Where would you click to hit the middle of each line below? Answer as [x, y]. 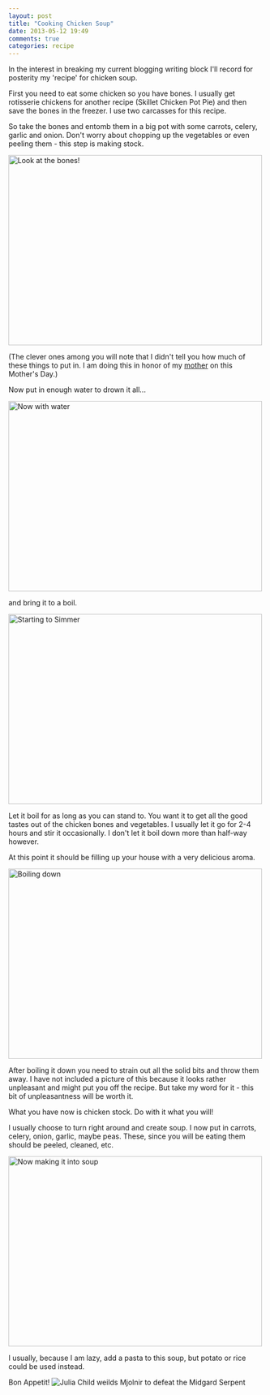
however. [24, 842]
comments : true [34, 39]
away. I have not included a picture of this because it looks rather [118, 1079]
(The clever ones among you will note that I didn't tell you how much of [127, 357]
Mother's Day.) [33, 374]
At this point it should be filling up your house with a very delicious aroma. [132, 858]
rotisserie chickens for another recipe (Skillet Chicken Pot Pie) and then [128, 102]
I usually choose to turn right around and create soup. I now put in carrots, [133, 1128]
